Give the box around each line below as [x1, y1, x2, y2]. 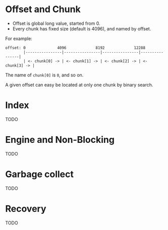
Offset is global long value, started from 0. [12, 20, 100, 26]
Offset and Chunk [5, 4, 81, 15]
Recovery [5, 203, 46, 214]
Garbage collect [5, 169, 74, 180]
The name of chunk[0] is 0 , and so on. [5, 72, 84, 78]
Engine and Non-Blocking [5, 134, 115, 145]
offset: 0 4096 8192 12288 [5, 45, 145, 50]
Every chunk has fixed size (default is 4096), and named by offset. [12, 25, 151, 31]
